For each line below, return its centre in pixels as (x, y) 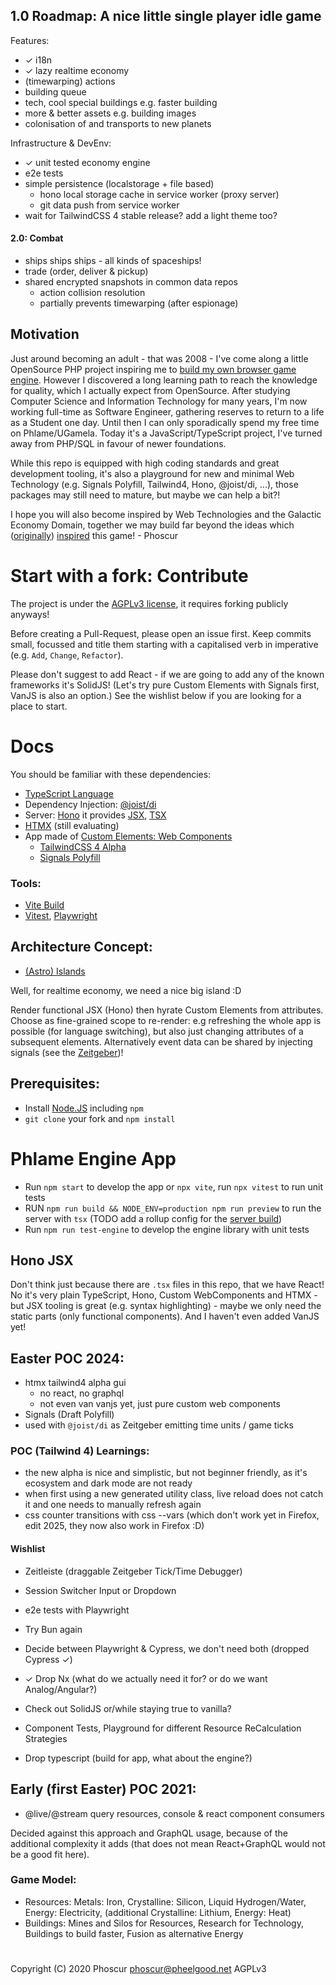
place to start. (39, 706)
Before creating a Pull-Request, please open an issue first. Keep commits (161, 633)
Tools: (26, 883)
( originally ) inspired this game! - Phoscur (94, 535)
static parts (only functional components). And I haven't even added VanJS (165, 1316)
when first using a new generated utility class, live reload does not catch (174, 1494)
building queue (55, 91)
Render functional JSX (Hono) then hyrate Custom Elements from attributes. (167, 1010)
